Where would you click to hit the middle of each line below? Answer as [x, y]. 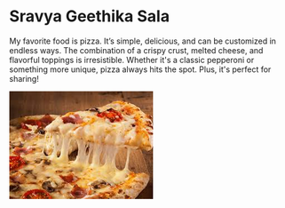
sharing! [24, 78]
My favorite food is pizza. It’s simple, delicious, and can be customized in [143, 41]
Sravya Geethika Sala [90, 16]
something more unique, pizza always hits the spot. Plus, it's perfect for [140, 69]
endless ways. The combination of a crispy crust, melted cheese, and [136, 50]
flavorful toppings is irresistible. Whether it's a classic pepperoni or [132, 60]
